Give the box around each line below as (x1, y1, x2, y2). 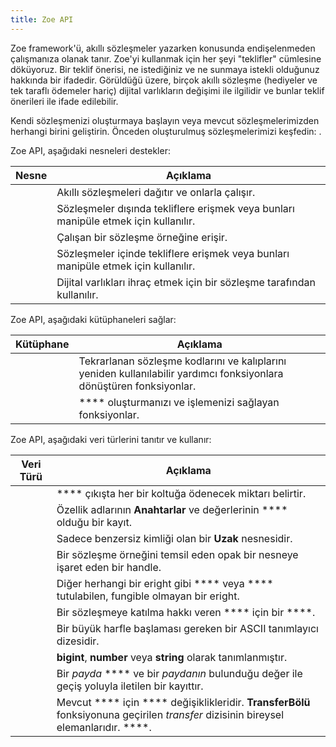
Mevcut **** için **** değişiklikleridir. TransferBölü (56, 695, 311, 709)
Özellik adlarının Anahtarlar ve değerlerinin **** (56, 502, 288, 516)
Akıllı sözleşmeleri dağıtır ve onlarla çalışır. (56, 185, 256, 199)
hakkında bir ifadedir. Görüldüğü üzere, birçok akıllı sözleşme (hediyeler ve (10, 74, 318, 86)
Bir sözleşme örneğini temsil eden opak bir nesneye (56, 547, 299, 561)
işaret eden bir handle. (56, 560, 162, 574)
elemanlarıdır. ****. (56, 720, 152, 734)
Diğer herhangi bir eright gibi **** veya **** (56, 576, 274, 590)
